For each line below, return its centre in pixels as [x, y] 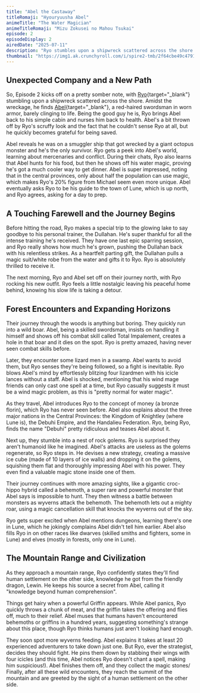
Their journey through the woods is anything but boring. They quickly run [96, 323]
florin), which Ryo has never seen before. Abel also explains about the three [99, 410]
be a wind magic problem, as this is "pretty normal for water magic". [90, 392]
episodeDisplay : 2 [29, 39]
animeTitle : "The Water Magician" [49, 23]
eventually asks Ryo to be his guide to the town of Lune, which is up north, [97, 188]
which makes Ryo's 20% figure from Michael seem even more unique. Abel [99, 182]
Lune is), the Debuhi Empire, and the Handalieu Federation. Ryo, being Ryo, [98, 423]
